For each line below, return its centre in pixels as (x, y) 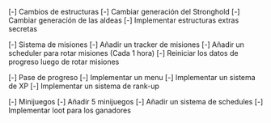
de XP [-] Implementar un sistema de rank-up (84, 86)
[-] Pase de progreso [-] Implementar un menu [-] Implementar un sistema (132, 77)
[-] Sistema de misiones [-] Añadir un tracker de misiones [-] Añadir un (127, 45)
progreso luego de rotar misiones (64, 61)
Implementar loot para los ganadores (70, 110)
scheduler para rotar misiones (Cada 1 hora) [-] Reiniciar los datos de (123, 53)
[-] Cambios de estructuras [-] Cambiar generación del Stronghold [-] (124, 12)
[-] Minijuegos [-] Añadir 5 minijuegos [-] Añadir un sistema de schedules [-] (136, 102)
